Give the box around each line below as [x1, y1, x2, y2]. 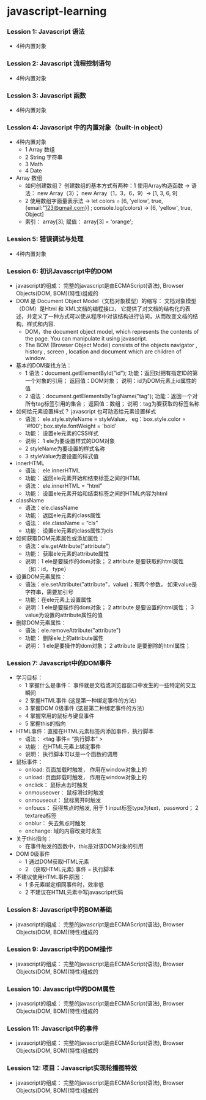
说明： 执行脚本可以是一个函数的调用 [24, 750, 118, 758]
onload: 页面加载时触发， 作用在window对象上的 [24, 766, 147, 774]
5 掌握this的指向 [24, 720, 66, 728]
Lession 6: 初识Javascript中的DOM [7, 267, 112, 275]
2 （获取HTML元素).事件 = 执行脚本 [24, 866, 115, 873]
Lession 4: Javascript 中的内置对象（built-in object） [7, 123, 167, 131]
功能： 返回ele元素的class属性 [24, 511, 101, 519]
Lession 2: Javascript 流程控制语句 [7, 60, 111, 68]
